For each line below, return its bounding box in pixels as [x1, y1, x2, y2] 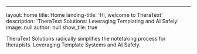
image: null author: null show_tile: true [6, 24, 98, 31]
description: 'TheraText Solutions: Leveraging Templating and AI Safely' [6, 18, 179, 24]
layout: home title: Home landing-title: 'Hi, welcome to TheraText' [6, 12, 163, 18]
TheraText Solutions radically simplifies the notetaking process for [6, 35, 166, 42]
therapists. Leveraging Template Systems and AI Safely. [6, 41, 141, 48]
